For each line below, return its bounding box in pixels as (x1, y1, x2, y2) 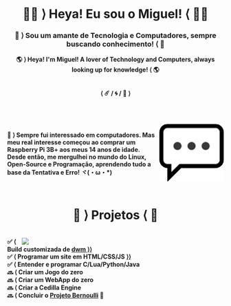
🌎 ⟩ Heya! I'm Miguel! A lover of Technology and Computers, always (16, 55, 215, 64)
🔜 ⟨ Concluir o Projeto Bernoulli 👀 (7, 291, 104, 299)
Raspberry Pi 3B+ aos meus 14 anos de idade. (7, 145, 140, 153)
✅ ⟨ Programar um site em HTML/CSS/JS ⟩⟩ (7, 252, 131, 261)
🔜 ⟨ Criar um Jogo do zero (7, 267, 84, 276)
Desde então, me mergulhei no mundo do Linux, (7, 153, 146, 161)
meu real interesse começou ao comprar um (7, 138, 136, 146)
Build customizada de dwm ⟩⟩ (7, 245, 93, 253)
